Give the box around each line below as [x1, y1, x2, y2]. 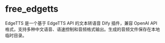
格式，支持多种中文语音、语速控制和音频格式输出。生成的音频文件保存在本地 [5, 26, 160, 32]
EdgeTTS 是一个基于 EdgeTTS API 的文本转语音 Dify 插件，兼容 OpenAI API [5, 20, 158, 26]
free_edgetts [5, 3, 58, 15]
